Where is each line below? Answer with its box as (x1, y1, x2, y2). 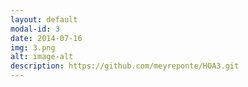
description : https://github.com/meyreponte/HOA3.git (10, 61, 240, 71)
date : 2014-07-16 (10, 33, 83, 43)
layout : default (10, 14, 78, 25)
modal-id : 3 (10, 24, 60, 34)
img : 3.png (10, 42, 56, 53)
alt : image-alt (10, 52, 74, 62)
